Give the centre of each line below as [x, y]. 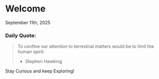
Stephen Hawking [44, 61]
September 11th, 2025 [28, 22]
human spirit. [31, 52]
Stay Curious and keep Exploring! [40, 71]
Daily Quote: [21, 35]
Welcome [25, 9]
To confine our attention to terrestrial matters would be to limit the [86, 46]
